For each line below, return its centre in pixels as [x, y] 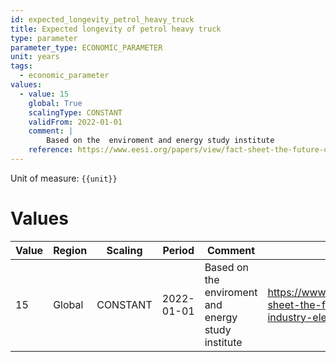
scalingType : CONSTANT [75, 112]
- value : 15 [44, 94]
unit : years [35, 57]
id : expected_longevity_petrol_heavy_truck [102, 19]
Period [178, 250]
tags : [21, 66]
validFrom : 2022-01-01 [75, 122]
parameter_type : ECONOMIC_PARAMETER [86, 47]
